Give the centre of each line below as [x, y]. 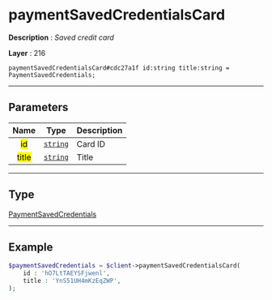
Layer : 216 [27, 53]
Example [31, 247]
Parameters [38, 107]
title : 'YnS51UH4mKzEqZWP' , [72, 281]
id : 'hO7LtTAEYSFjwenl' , [67, 273]
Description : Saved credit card [62, 37]
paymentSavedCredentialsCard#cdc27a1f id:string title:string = [119, 68]
